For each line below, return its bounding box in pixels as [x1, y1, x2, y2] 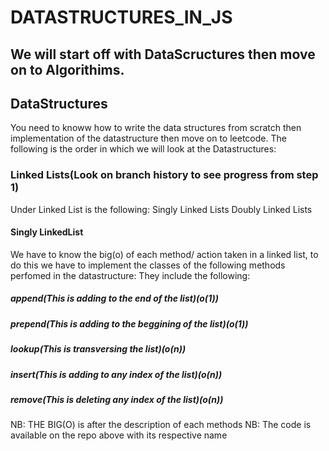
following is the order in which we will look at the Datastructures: [10, 143, 277, 155]
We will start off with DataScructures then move [10, 46, 316, 63]
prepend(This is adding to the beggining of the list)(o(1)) [10, 317, 249, 330]
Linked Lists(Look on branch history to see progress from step [10, 168, 319, 182]
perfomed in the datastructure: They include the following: [10, 269, 251, 281]
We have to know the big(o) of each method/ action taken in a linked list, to [10, 248, 319, 260]
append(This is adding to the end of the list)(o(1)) [10, 292, 219, 305]
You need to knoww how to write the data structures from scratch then [10, 122, 302, 134]
